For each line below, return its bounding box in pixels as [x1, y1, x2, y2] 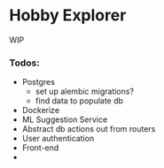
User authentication [21, 134, 95, 144]
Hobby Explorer [9, 5, 127, 26]
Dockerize [21, 105, 60, 116]
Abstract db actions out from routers [21, 124, 156, 134]
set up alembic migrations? [35, 86, 135, 97]
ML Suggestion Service [21, 114, 108, 125]
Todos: [9, 57, 40, 69]
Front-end [21, 142, 59, 153]
